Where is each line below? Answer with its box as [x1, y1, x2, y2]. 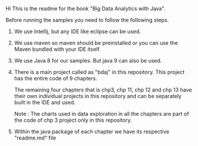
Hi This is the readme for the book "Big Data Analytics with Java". [5, 5, 165, 12]
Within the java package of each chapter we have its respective [14, 128, 170, 135]
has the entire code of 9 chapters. [14, 75, 97, 82]
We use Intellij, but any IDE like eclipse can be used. [14, 28, 141, 35]
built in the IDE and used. [14, 99, 76, 106]
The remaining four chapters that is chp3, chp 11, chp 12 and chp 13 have [14, 86, 192, 93]
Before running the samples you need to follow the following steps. [5, 17, 170, 23]
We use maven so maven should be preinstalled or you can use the [14, 40, 178, 46]
